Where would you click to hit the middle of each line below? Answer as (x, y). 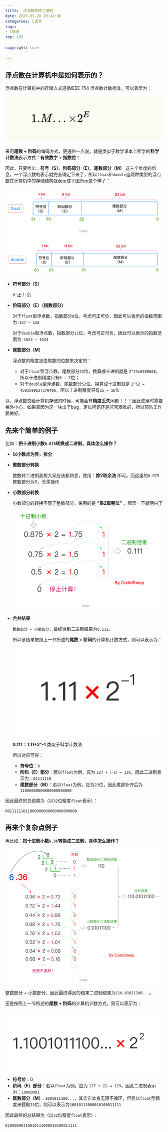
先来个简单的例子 (31, 430)
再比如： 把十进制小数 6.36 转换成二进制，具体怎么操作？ (62, 841)
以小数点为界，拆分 (32, 454)
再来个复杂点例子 (31, 828)
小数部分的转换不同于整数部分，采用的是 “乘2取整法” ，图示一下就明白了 (87, 503)
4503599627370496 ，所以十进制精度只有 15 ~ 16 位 (70, 390)
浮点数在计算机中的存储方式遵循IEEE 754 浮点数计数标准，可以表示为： (78, 88)
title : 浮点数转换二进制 (29, 11)
